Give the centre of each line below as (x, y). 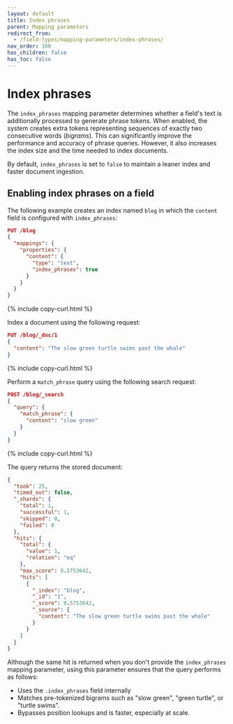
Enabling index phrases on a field (81, 193)
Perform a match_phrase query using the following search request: (102, 381)
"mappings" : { (34, 243)
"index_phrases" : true (65, 269)
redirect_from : (29, 33)
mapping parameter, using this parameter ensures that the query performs (114, 669)
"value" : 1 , (43, 551)
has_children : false (37, 53)
